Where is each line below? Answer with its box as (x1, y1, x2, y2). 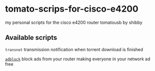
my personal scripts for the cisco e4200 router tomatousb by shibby (5, 19, 143, 25)
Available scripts (5, 34, 57, 42)
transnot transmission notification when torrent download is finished (5, 46, 143, 52)
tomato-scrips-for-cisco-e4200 (5, 3, 138, 15)
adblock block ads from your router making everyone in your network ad (5, 56, 151, 62)
